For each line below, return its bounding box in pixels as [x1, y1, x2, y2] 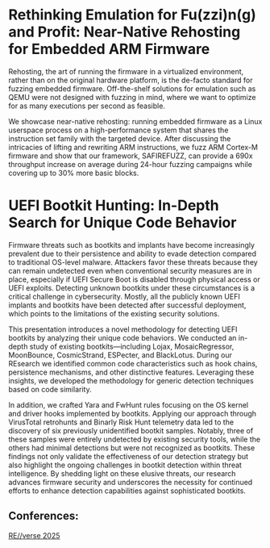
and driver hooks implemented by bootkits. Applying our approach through [8, 408, 256, 418]
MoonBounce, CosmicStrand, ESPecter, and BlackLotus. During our [8, 349, 232, 360]
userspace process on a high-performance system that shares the [8, 125, 229, 135]
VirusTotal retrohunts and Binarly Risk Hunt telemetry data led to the [8, 417, 235, 427]
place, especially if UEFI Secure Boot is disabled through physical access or [8, 274, 260, 284]
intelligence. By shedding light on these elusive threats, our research [8, 468, 236, 478]
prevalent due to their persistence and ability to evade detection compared [8, 249, 256, 258]
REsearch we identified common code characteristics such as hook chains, [8, 358, 258, 368]
